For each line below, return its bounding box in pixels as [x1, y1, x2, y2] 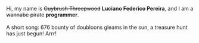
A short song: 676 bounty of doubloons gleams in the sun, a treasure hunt [6, 24, 188, 31]
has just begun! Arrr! [6, 30, 57, 37]
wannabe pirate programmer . [6, 11, 79, 18]
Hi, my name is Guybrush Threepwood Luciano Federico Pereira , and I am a [6, 5, 194, 12]
